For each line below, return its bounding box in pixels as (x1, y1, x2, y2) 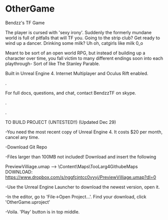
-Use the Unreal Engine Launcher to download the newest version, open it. (5, 184, 160, 190)
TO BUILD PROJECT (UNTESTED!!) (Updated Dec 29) (5, 119, 117, 125)
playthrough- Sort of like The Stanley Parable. (5, 60, 101, 66)
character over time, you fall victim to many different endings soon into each (5, 55, 163, 61)
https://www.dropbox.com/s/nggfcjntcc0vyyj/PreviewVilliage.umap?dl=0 (5, 174, 156, 180)
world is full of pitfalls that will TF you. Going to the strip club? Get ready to (5, 35, 160, 41)
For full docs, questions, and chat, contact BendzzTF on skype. (5, 90, 136, 96)
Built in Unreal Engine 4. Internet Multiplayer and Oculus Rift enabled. (5, 70, 148, 76)
